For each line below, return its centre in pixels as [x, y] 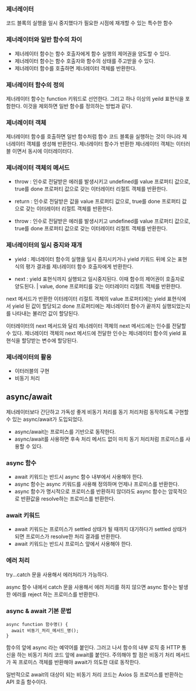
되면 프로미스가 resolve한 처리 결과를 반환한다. [68, 537]
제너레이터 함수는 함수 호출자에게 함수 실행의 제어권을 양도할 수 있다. [92, 53]
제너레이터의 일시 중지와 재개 [44, 245]
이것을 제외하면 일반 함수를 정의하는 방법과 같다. [78, 106]
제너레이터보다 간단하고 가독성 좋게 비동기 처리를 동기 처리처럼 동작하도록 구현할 [97, 411]
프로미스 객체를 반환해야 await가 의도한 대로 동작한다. [79, 662]
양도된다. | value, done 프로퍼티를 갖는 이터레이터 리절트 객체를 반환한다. [98, 286]
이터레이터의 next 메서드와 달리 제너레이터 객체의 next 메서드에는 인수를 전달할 [96, 326]
